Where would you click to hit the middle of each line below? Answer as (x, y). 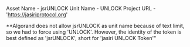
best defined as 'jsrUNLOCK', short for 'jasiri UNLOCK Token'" (81, 38)
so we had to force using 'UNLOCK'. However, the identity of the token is (94, 32)
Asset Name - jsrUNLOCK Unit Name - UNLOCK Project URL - (81, 8)
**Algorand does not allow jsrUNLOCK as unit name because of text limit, (95, 26)
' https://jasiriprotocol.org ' (37, 15)
